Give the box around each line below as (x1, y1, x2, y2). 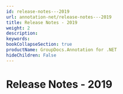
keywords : (6, 36, 31, 42)
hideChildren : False (6, 52, 57, 58)
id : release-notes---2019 (6, 8, 69, 15)
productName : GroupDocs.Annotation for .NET (6, 47, 117, 53)
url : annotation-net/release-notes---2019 (6, 14, 112, 20)
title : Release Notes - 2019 (6, 19, 78, 25)
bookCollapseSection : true (6, 42, 72, 48)
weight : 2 (6, 25, 31, 31)
